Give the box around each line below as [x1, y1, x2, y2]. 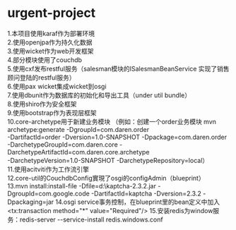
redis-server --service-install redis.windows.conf [19, 215, 164, 224]
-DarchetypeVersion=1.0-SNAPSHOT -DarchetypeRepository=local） [7, 156, 209, 164]
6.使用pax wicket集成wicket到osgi [7, 82, 107, 90]
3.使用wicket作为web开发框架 [7, 47, 94, 55]
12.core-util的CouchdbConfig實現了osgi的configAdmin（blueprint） [7, 174, 205, 182]
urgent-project [7, 5, 96, 21]
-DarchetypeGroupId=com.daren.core [7, 140, 118, 149]
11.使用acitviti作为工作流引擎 [7, 164, 90, 174]
